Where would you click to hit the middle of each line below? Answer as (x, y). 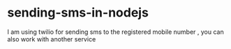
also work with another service (52, 39)
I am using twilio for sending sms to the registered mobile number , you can (116, 32)
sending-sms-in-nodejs (78, 13)
